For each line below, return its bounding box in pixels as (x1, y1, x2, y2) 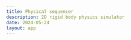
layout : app (6, 25, 36, 31)
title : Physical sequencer (6, 8, 74, 15)
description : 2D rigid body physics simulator (6, 14, 125, 20)
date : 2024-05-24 (6, 19, 50, 25)
